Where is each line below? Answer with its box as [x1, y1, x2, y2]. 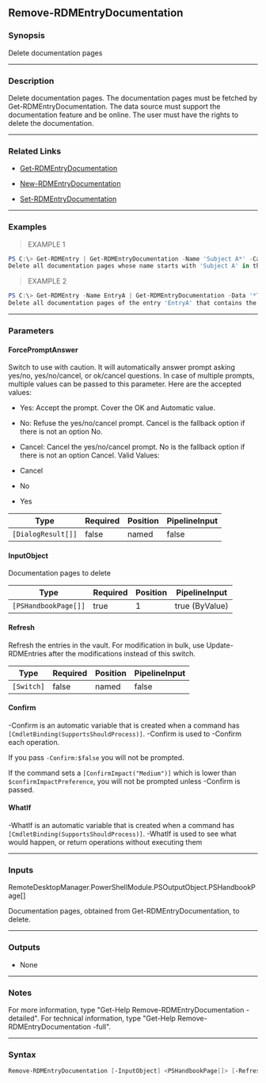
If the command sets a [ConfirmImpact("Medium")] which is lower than [8, 768, 237, 777]
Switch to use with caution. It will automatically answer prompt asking [8, 363, 235, 372]
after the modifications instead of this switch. [48, 648, 196, 658]
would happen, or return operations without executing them [8, 838, 203, 847]
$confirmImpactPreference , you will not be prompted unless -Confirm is [8, 776, 241, 786]
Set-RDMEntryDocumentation [19, 194, 117, 204]
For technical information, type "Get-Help [40, 1013, 177, 1023]
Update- [206, 640, 234, 650]
